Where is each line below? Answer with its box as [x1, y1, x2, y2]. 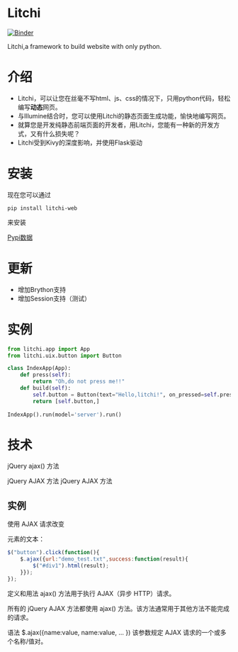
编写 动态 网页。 [17, 103, 62, 111]
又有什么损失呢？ [30, 129, 80, 137]
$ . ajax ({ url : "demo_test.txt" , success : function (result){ [20, 556, 189, 563]
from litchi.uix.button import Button [7, 352, 122, 359]
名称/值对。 [13, 636, 47, 646]
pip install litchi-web [7, 204, 78, 212]
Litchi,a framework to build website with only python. [7, 42, 162, 50]
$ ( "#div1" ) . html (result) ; [33, 562, 110, 569]
